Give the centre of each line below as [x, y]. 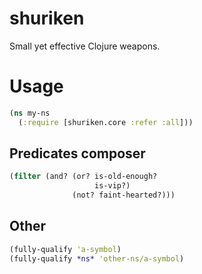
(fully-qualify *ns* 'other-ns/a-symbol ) [97, 258]
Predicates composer [77, 153]
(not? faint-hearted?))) [124, 195]
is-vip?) [112, 186]
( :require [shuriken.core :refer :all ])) [106, 122]
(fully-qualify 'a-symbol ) [65, 249]
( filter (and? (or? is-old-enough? [83, 177]
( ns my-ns [30, 113]
